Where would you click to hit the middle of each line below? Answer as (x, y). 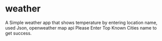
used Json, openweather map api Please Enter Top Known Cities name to (81, 27)
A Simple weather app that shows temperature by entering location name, (82, 22)
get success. (18, 33)
